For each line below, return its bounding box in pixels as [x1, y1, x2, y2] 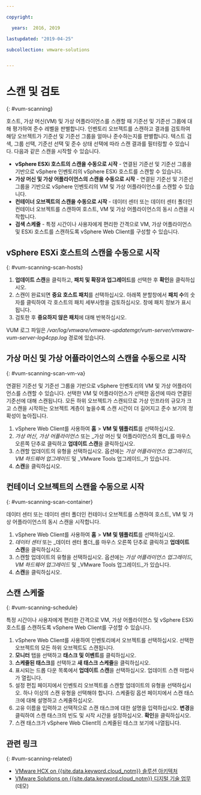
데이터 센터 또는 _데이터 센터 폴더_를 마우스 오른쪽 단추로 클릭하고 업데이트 [14, 538, 190, 545]
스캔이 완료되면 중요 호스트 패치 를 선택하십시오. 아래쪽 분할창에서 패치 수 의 [14, 291, 189, 298]
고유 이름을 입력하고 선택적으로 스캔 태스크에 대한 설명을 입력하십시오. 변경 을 [14, 704, 195, 711]
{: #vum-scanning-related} [6, 755, 73, 763]
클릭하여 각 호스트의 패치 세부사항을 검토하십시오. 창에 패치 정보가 [26, 299, 180, 305]
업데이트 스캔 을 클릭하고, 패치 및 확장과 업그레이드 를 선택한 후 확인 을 [14, 276, 175, 283]
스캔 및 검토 [6, 85, 60, 99]
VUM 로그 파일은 [6, 327, 46, 334]
